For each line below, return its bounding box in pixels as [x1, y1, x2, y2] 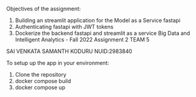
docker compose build [15, 78, 71, 84]
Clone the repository [15, 71, 67, 78]
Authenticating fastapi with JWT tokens [15, 23, 114, 30]
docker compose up [15, 84, 65, 91]
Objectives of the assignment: [6, 5, 81, 12]
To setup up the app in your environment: [6, 60, 109, 66]
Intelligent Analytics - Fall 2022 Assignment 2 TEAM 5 [15, 36, 150, 43]
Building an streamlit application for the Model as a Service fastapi [15, 17, 181, 23]
